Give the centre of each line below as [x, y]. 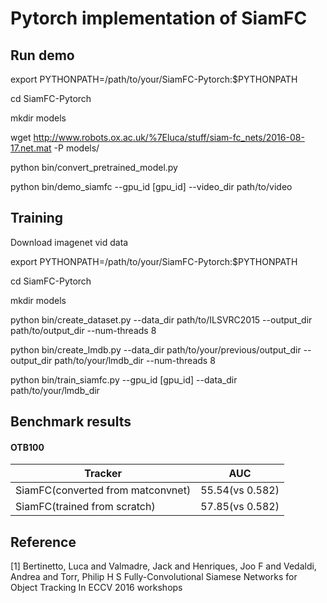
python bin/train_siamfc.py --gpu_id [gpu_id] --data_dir [124, 379]
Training [37, 218]
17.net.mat [31, 148]
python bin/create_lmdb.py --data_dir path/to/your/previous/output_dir [156, 349]
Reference [43, 542]
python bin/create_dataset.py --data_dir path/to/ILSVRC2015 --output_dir [161, 319]
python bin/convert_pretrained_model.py [94, 167]
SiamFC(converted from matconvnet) [103, 490]
